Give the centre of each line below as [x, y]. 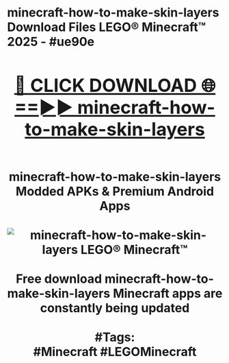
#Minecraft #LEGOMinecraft [115, 352]
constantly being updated [115, 308]
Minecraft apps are [167, 293]
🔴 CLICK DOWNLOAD [105, 85]
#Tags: [115, 337]
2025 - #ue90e [51, 42]
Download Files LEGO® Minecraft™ [107, 27]
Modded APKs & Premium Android [115, 191]
